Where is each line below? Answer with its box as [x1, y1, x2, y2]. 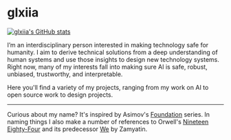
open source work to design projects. [7, 91, 113, 99]
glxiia [7, 5, 39, 21]
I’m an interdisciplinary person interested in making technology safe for [7, 40, 209, 49]
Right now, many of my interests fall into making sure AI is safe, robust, [7, 62, 208, 71]
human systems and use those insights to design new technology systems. [7, 55, 220, 63]
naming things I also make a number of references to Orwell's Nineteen [7, 117, 209, 126]
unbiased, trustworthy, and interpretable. [7, 70, 123, 78]
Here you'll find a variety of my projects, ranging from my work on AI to [7, 83, 209, 91]
